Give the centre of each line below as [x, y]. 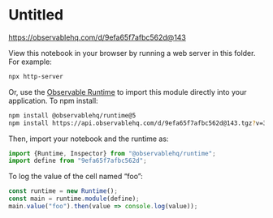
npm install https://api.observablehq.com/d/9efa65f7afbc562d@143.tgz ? [132, 123]
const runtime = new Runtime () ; [63, 191]
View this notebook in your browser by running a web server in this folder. [132, 53]
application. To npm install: [54, 100]
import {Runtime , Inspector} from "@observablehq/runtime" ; [113, 153]
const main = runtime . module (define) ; [74, 199]
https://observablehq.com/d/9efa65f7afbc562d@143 [97, 37]
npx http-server [36, 76]
